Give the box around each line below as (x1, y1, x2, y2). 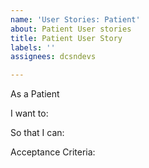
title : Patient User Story (10, 33, 123, 43)
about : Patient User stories (10, 24, 132, 34)
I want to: (10, 107, 49, 120)
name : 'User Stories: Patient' (10, 14, 141, 25)
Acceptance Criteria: (10, 146, 96, 158)
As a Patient (10, 88, 60, 100)
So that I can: (10, 127, 65, 139)
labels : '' (10, 42, 56, 53)
